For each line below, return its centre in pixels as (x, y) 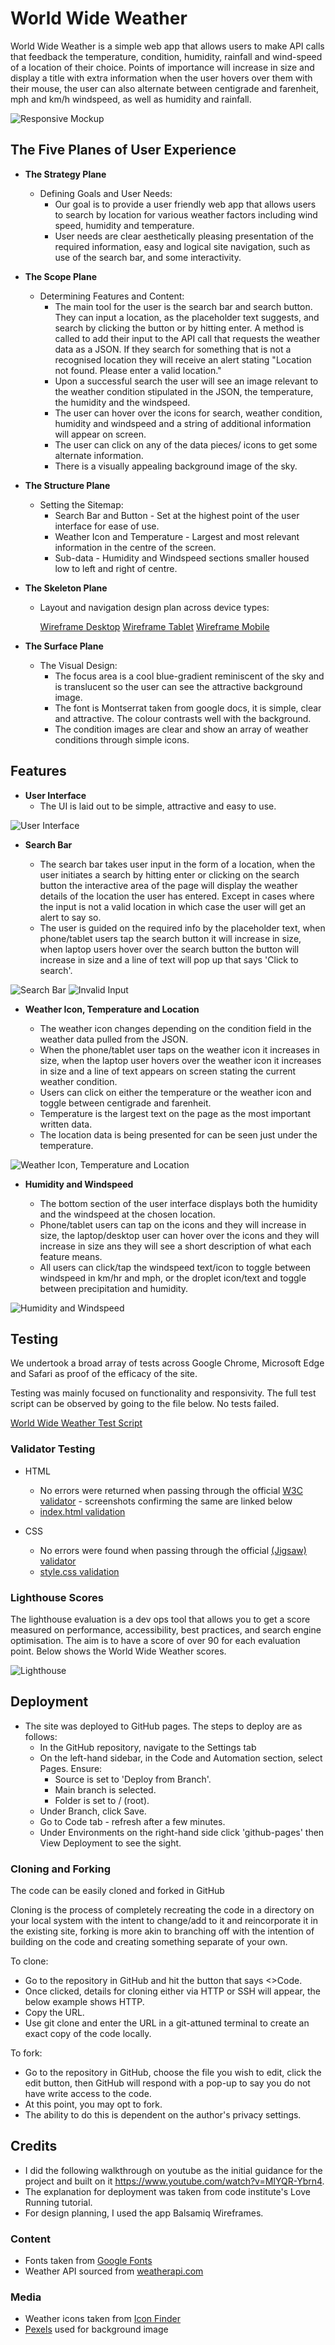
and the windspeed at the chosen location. (127, 1214)
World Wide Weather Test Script (76, 1423)
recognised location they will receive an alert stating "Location (183, 359)
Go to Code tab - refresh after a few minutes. (132, 1821)
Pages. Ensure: (71, 1768)
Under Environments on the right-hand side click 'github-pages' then (182, 1832)
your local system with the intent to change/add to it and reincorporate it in (164, 1921)
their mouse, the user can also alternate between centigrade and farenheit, (164, 88)
